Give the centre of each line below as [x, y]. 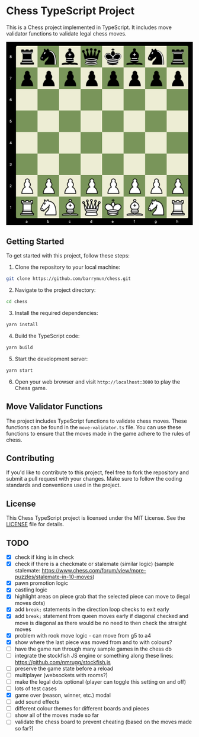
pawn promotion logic [41, 583]
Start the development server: [51, 359]
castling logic [31, 590]
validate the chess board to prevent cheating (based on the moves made [103, 722]
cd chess [17, 302]
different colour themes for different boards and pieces [82, 709]
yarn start [20, 370]
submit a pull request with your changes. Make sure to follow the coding [94, 479]
